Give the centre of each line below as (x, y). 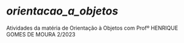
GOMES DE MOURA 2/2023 (41, 34)
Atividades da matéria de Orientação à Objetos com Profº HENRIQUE (92, 28)
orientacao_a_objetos (62, 11)
